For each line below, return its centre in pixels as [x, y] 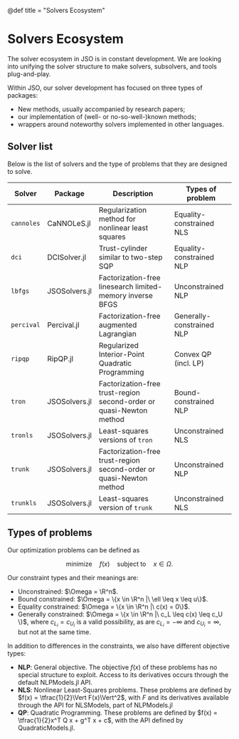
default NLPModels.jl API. [55, 682]
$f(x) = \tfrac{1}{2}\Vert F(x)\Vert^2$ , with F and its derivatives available [123, 697]
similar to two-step [131, 257]
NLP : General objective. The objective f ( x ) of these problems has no [117, 667]
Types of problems [50, 533]
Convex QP [193, 354]
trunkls [24, 503]
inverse [140, 295]
